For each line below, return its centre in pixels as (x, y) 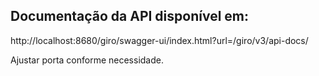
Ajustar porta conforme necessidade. (87, 60)
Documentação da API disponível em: (130, 16)
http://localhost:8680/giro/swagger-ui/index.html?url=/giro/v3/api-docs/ (159, 40)
